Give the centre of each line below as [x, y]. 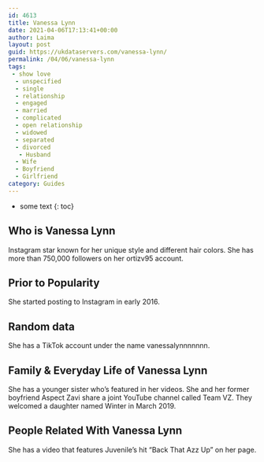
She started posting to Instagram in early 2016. [84, 302]
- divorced [33, 147]
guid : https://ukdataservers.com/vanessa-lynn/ [88, 52]
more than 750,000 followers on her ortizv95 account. [96, 258]
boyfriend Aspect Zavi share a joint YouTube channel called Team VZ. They [130, 397]
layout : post [30, 45]
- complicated [38, 118]
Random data [41, 326]
